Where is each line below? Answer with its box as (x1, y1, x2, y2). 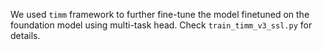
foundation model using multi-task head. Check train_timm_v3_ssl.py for (10, 19, 313, 31)
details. (10, 30, 41, 41)
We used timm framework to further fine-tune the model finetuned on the (10, 9, 310, 20)
